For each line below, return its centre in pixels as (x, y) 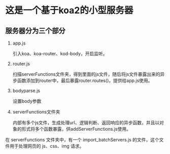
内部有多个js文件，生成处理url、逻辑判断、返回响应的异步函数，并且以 (86, 123)
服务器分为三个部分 (35, 31)
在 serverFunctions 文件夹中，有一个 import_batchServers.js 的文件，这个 (82, 140)
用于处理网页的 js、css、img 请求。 (47, 146)
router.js (21, 64)
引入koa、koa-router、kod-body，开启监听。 (60, 53)
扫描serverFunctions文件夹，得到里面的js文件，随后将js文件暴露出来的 (87, 74)
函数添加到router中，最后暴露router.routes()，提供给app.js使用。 (85, 81)
